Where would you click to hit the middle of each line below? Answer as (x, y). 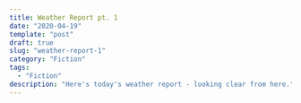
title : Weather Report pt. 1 (64, 17)
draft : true (31, 43)
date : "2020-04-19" (46, 26)
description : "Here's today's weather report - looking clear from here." (152, 84)
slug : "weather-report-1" (57, 51)
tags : (19, 68)
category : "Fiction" (48, 59)
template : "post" (42, 34)
